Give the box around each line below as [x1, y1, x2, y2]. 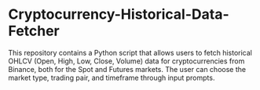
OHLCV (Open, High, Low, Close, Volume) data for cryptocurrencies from [8, 56, 245, 66]
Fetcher [8, 22, 60, 40]
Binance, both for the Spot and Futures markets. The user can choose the [8, 64, 246, 74]
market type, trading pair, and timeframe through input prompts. [8, 73, 215, 82]
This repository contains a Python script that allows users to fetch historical [8, 48, 253, 57]
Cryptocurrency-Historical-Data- [8, 5, 229, 23]
